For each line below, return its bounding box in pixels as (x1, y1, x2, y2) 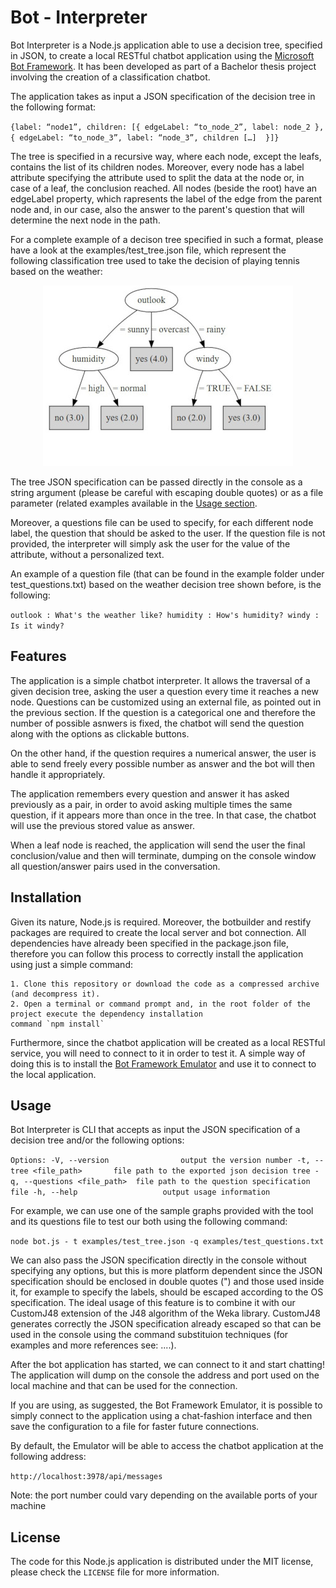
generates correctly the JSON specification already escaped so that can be (10, 1318, 322, 1330)
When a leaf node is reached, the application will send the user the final (10, 839, 306, 851)
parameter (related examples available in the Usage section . (10, 497, 258, 509)
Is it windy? (10, 621, 65, 631)
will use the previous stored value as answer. (10, 819, 195, 831)
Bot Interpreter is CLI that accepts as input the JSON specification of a (10, 1124, 301, 1136)
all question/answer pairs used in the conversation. (10, 860, 221, 872)
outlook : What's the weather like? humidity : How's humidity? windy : (10, 610, 320, 620)
